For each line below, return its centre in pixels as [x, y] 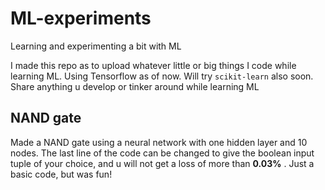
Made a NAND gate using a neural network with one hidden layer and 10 [159, 142]
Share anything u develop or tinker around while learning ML [135, 86]
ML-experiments [81, 18]
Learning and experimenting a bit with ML [96, 46]
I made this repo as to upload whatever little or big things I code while [153, 65]
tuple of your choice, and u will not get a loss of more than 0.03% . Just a [162, 163]
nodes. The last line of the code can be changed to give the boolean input [162, 153]
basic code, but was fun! [61, 174]
